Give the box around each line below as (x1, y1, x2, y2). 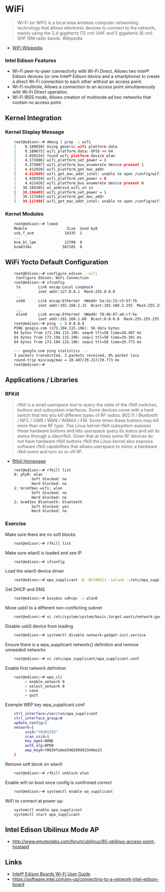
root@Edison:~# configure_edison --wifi (14, 271, 98, 276)
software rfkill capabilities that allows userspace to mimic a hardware (17, 443, 157, 449)
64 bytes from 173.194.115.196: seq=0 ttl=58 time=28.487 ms (14, 330, 141, 335)
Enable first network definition (5, 665, 66, 671)
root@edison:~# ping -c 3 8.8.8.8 (14, 321, 84, 326)
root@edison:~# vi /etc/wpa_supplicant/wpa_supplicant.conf (14, 656, 139, 661)
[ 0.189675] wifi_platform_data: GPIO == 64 (14, 149, 113, 154)
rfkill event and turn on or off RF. (17, 448, 83, 454)
